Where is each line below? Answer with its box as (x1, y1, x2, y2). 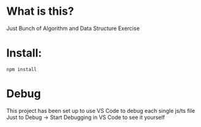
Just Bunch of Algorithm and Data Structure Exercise (6, 25, 140, 32)
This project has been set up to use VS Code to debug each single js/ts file (6, 107, 195, 114)
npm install (6, 66, 37, 72)
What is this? (6, 4, 75, 18)
